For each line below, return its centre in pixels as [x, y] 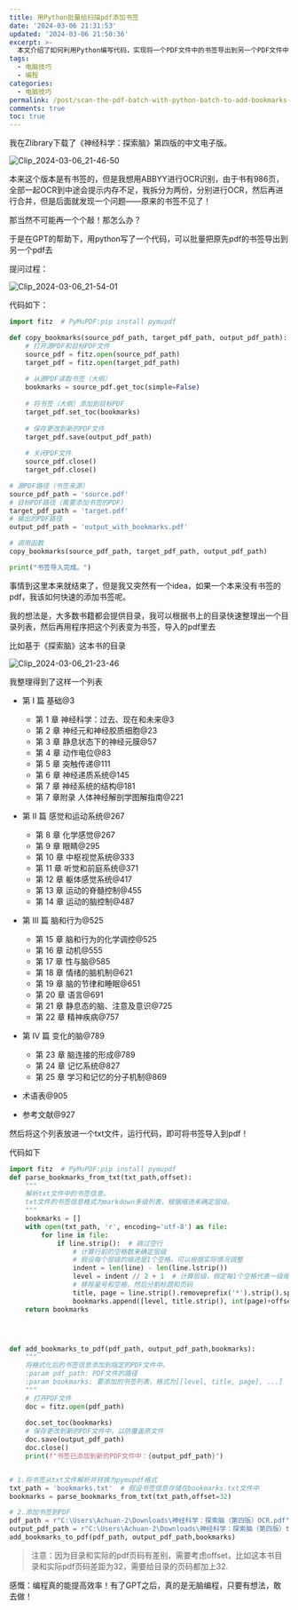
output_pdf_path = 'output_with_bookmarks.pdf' [99, 527]
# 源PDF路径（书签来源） [49, 486]
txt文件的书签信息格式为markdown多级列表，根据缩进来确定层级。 [129, 1202]
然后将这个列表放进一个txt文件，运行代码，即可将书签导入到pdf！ [129, 1133]
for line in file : [75, 1235]
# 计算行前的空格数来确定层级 [119, 1252]
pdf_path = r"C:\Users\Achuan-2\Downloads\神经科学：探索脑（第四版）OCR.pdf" [149, 1521]
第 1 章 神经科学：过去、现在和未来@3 [105, 719]
